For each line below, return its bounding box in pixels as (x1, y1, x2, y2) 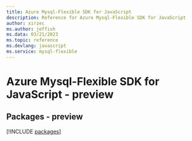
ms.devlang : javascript (6, 43, 67, 49)
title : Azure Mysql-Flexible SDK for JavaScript (6, 9, 132, 15)
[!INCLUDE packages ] (6, 128, 61, 135)
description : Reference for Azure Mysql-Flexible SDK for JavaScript (6, 15, 187, 21)
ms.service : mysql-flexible (6, 49, 78, 55)
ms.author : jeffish (6, 26, 56, 32)
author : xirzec (6, 20, 45, 26)
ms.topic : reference (6, 37, 59, 43)
